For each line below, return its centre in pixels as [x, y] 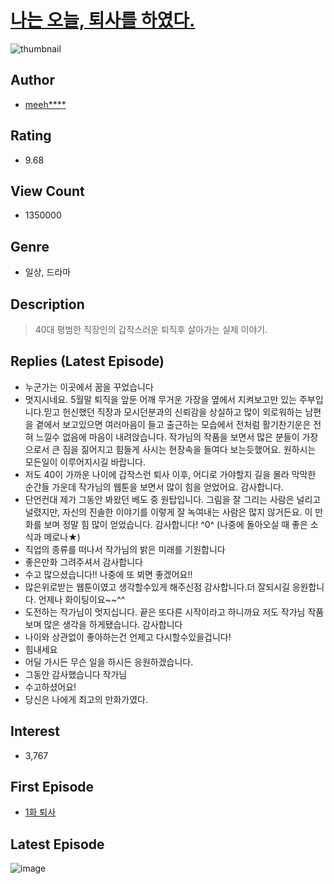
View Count [47, 191]
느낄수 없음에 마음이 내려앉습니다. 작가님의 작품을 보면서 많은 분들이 [167, 437]
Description [47, 304]
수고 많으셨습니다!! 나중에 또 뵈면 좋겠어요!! [108, 574]
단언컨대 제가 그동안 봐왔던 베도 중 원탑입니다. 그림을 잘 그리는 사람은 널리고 [173, 499]
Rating [31, 136]
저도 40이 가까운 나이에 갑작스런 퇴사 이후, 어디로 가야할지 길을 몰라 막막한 [170, 474]
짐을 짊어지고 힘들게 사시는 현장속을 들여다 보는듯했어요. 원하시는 [189, 449]
